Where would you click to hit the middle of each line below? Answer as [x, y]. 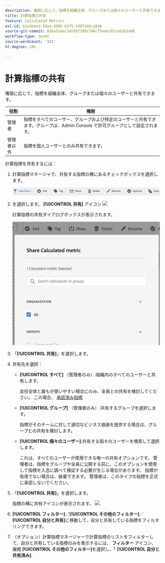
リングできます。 [29, 526]
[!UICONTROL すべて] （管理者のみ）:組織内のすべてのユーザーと [85, 375]
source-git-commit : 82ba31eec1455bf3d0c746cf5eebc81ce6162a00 [70, 31]
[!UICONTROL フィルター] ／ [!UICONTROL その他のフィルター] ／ [78, 514]
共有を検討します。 [56, 431]
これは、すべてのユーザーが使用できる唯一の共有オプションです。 [86, 458]
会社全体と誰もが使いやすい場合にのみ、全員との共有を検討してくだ [88, 391]
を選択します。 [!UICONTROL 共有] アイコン [57, 204]
